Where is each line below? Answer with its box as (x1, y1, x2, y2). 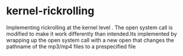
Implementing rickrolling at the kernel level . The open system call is (6, 24, 173, 31)
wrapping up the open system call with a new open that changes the (6, 36, 175, 43)
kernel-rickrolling (6, 4, 95, 18)
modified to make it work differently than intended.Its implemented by (6, 30, 178, 37)
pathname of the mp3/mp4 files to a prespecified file (6, 43, 136, 50)
